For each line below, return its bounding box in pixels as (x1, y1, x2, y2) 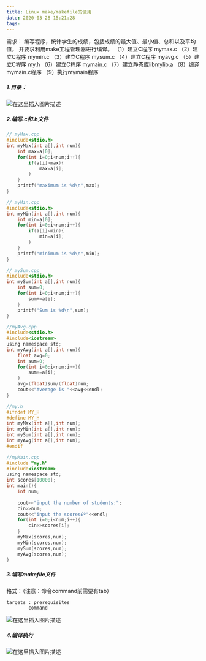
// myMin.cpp (6, 199, 40, 205)
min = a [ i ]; (39, 233, 64, 240)
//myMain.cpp (6, 454, 40, 460)
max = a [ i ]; (39, 165, 64, 172)
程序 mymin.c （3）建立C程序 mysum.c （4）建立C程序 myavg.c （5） (15, 53, 194, 61)
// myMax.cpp (6, 131, 40, 138)
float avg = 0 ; (17, 352, 51, 358)
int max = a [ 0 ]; (17, 148, 53, 154)
